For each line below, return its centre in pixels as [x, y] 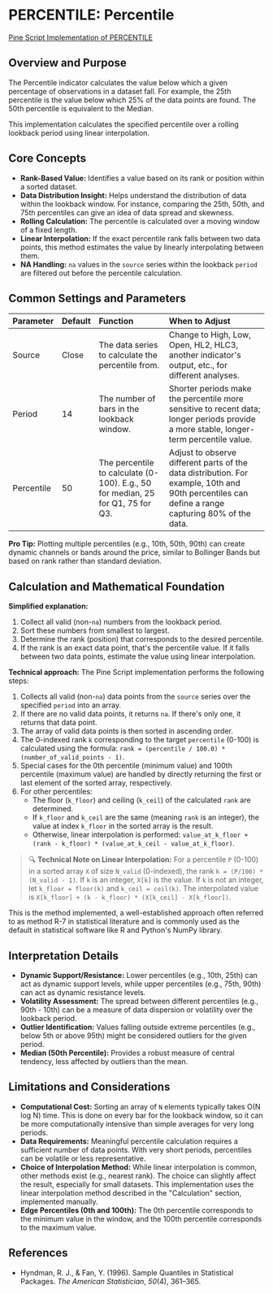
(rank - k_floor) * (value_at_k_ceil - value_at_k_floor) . [134, 843]
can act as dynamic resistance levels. [83, 992]
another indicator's [205, 355]
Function [116, 321]
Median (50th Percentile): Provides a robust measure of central [128, 1053]
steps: [19, 681]
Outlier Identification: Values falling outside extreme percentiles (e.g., [138, 1027]
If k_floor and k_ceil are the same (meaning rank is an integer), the [146, 817]
